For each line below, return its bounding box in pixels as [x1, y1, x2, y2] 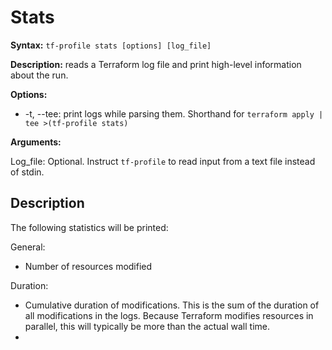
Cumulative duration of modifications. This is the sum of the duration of [24, 299, 320, 311]
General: [10, 241, 46, 253]
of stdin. [10, 166, 45, 178]
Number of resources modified [24, 260, 153, 272]
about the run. [10, 69, 69, 81]
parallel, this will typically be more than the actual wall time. [24, 320, 271, 332]
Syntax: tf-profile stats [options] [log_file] [10, 39, 212, 51]
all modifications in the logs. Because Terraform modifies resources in [24, 309, 314, 321]
